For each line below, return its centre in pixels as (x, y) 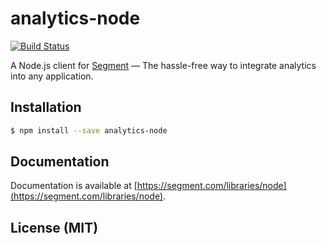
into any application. (52, 76)
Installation (46, 107)
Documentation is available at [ (74, 186)
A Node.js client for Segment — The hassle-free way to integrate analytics (163, 65)
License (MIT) (54, 227)
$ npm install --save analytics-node (89, 130)
